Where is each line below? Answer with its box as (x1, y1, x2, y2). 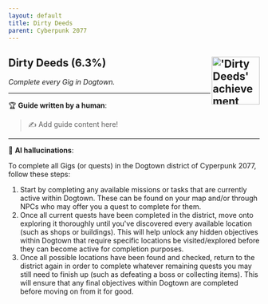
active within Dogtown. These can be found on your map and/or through (19, 193, 258, 203)
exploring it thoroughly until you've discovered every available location (19, 219, 253, 228)
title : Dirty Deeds (8, 19, 73, 27)
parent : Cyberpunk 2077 (8, 26, 88, 34)
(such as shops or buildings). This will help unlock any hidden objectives (19, 227, 258, 237)
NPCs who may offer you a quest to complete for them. (19, 202, 202, 211)
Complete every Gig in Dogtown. (8, 77, 116, 87)
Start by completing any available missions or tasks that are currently (19, 185, 247, 195)
